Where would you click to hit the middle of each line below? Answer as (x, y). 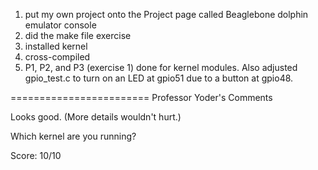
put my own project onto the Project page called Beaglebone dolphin (166, 14)
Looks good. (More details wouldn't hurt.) (96, 117)
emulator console (60, 25)
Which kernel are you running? (73, 136)
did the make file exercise (78, 35)
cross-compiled (57, 57)
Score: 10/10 (36, 155)
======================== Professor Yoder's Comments (141, 97)
